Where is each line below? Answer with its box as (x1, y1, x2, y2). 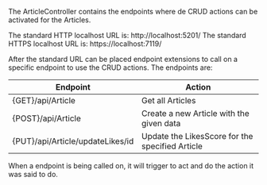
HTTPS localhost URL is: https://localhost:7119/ (8, 39, 162, 48)
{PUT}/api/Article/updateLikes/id (12, 136, 134, 146)
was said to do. (8, 170, 58, 179)
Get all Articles (141, 95, 196, 106)
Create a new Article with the (141, 108, 250, 118)
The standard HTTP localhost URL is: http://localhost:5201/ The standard (8, 31, 246, 40)
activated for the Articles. (8, 15, 91, 25)
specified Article (141, 141, 203, 152)
